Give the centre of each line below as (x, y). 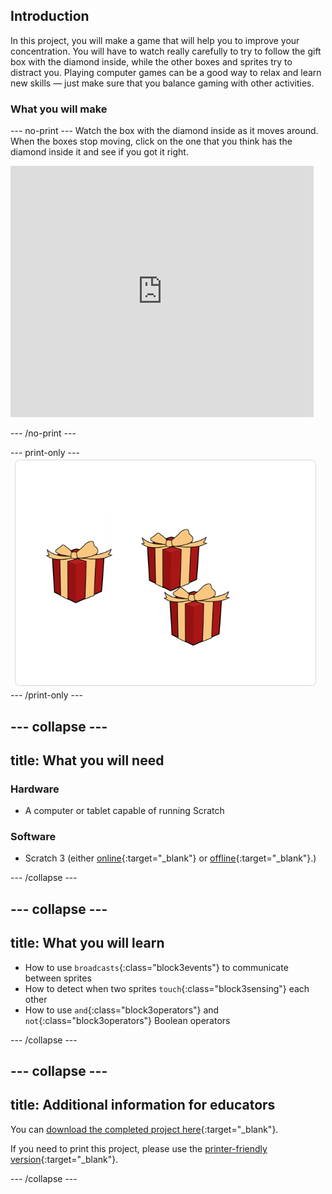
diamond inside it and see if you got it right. (99, 152)
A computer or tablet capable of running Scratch (124, 811)
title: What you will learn (87, 943)
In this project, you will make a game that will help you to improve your (155, 40)
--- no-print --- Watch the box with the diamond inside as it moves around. (164, 131)
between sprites (58, 978)
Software (33, 837)
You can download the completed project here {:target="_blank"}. (144, 1129)
